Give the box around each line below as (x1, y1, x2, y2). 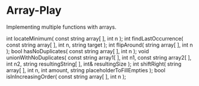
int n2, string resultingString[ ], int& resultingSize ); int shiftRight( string (6, 60, 182, 67)
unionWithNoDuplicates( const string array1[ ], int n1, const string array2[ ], (6, 54, 192, 61)
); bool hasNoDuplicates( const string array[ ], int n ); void (6, 47, 149, 54)
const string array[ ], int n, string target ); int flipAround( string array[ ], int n (6, 41, 194, 48)
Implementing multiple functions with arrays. (6, 23, 117, 30)
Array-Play (6, 4, 62, 17)
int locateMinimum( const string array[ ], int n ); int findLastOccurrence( (6, 35, 183, 42)
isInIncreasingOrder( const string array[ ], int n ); (6, 73, 126, 80)
